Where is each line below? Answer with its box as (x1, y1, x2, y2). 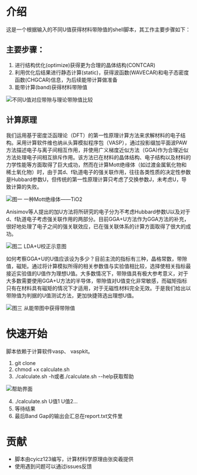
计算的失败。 (11, 183, 42, 190)
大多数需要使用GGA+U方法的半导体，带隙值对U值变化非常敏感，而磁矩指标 (6, 277, 188, 284)
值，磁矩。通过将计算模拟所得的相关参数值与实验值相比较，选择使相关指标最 (6, 262, 191, 269)
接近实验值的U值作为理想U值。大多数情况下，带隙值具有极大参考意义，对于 (6, 270, 189, 277)
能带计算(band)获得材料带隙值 (14, 83, 88, 91)
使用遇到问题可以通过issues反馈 (14, 463, 92, 470)
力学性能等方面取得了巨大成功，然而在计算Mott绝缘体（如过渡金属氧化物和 (6, 161, 187, 168)
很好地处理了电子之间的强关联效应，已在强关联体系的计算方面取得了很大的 (6, 223, 186, 230)
